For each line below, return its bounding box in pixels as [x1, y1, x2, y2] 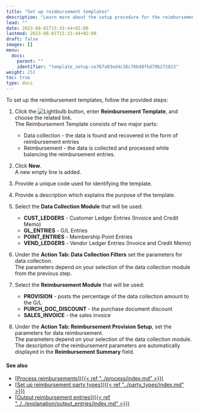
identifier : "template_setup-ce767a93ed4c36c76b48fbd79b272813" [17, 63, 179, 70]
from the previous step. [14, 270, 72, 277]
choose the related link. [14, 114, 72, 121]
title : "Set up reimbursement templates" [6, 8, 110, 15]
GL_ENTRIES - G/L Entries [23, 227, 88, 234]
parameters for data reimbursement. [14, 330, 104, 336]
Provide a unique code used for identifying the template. [14, 180, 153, 187]
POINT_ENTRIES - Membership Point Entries [23, 233, 133, 240]
